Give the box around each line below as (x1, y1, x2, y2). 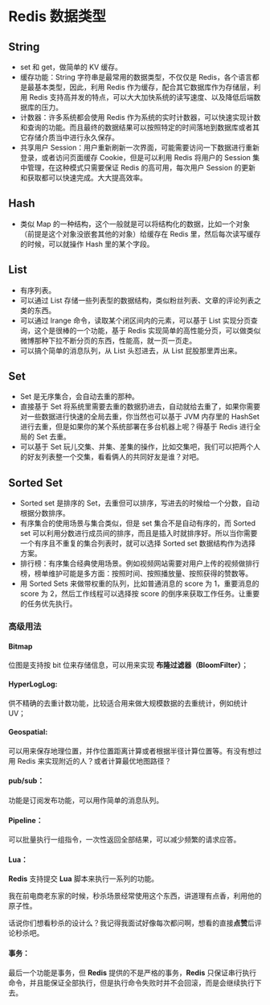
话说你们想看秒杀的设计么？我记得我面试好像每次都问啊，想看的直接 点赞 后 (8, 918, 255, 928)
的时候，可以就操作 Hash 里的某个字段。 (19, 239, 154, 249)
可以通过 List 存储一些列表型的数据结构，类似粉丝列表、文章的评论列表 (19, 295, 255, 305)
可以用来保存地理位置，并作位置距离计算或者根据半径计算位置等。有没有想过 (8, 746, 262, 756)
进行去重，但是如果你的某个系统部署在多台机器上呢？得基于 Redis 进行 (19, 422, 254, 431)
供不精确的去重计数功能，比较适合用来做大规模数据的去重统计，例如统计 (8, 698, 247, 708)
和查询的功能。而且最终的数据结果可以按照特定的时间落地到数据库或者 (19, 122, 253, 132)
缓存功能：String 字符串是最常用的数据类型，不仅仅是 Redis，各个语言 (19, 72, 253, 81)
